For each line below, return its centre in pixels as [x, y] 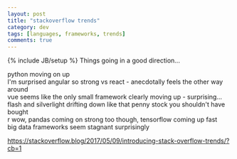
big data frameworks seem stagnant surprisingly [78, 127]
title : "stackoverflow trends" [54, 21]
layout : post [27, 14]
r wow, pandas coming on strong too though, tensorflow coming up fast [112, 120]
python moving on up [38, 75]
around [18, 89]
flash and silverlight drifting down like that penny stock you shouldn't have [116, 104]
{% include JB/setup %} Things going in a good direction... [94, 60]
